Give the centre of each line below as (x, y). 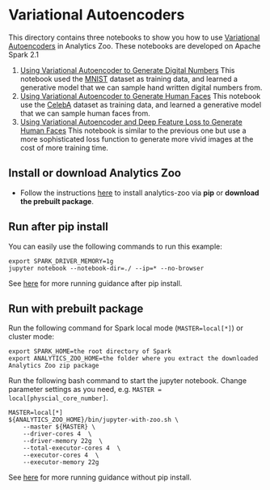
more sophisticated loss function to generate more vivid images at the (137, 138)
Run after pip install (59, 227)
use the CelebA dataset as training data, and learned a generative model (141, 104)
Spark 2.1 (23, 54)
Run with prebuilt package (76, 308)
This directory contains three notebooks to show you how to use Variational (134, 37)
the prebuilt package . (57, 201)
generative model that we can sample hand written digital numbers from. (141, 87)
